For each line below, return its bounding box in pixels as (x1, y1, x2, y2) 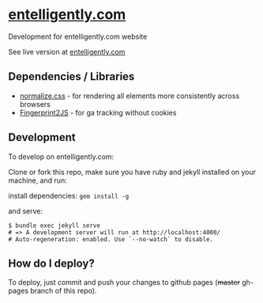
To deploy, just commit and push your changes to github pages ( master (8, 278, 241, 287)
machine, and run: (8, 176, 67, 185)
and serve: (8, 206, 43, 215)
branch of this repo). (30, 286, 97, 296)
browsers (19, 99, 51, 108)
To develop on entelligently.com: (8, 152, 115, 161)
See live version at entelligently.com (8, 47, 126, 56)
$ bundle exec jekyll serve (8, 222, 101, 229)
